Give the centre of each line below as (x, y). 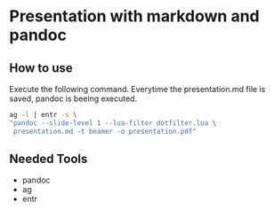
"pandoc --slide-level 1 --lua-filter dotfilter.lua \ (113, 123)
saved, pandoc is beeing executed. (73, 98)
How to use (41, 68)
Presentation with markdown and (134, 16)
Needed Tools (48, 159)
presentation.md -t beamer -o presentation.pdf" (105, 131)
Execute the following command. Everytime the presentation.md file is (137, 89)
